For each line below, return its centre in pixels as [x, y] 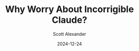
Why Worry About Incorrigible [69, 9]
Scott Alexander [69, 34]
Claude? [69, 20]
